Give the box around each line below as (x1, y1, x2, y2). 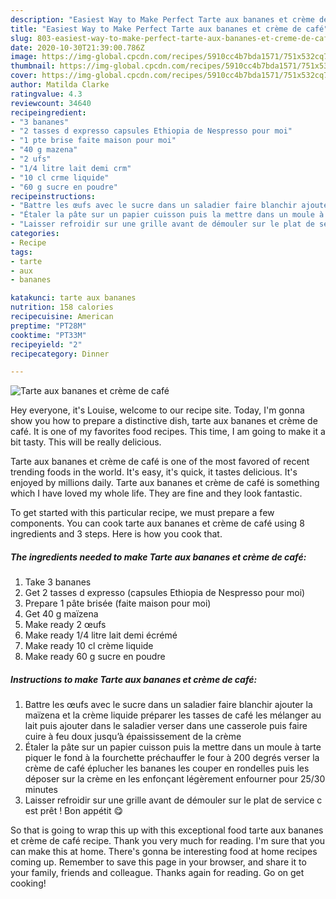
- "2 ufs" (10, 154, 52, 164)
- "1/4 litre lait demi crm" (10, 163, 132, 173)
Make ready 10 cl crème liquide (24, 640, 154, 652)
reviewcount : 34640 (10, 98, 92, 108)
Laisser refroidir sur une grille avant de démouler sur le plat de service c (24, 794, 323, 806)
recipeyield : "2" (10, 339, 83, 350)
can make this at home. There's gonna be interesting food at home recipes (10, 846, 318, 858)
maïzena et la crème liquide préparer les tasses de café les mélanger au (24, 709, 322, 721)
